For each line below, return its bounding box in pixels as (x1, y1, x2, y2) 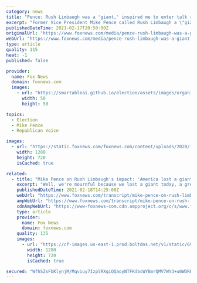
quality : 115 (6, 47, 38, 53)
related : (6, 171, 28, 176)
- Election (11, 117, 38, 123)
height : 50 (21, 101, 49, 107)
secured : (6, 268, 28, 274)
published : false (6, 57, 49, 63)
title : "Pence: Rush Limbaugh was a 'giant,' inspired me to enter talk (6, 14, 188, 20)
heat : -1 (6, 52, 28, 58)
